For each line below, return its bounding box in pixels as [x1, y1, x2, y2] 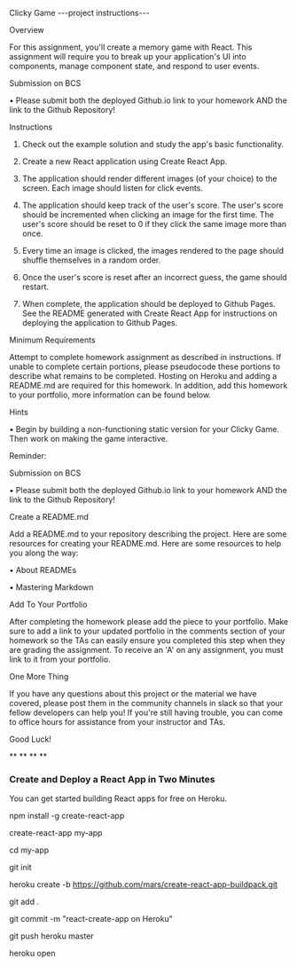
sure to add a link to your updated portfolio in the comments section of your [9, 625, 285, 636]
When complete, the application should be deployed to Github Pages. [21, 299, 277, 309]
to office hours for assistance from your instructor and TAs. [9, 717, 226, 727]
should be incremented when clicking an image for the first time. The [21, 209, 275, 220]
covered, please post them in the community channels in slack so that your [9, 698, 284, 708]
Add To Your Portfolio [9, 599, 88, 609]
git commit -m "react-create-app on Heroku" [9, 914, 173, 924]
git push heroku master [9, 931, 95, 941]
